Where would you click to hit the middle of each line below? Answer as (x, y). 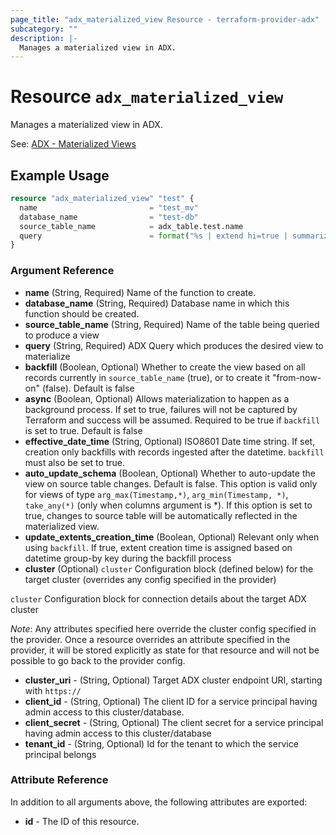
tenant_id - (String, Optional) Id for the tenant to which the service (161, 743)
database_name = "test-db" (109, 217)
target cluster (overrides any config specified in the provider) (150, 579)
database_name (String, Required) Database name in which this (157, 303)
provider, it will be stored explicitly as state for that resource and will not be (165, 650)
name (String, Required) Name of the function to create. (140, 292)
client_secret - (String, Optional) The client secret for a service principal (174, 722)
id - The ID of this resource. (82, 821)
